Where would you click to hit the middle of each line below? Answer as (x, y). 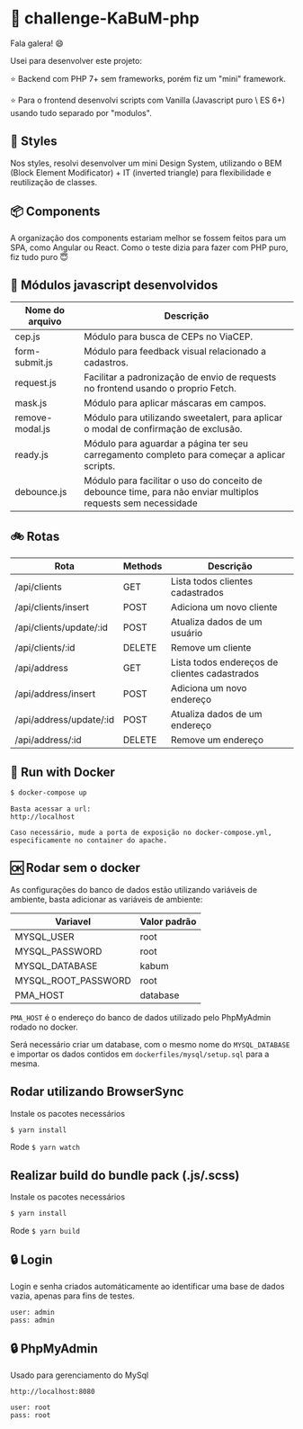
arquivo (45, 321)
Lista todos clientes (212, 581)
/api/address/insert (55, 694)
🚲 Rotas (35, 536)
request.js (36, 383)
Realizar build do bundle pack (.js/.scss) (125, 1175)
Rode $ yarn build (45, 1231)
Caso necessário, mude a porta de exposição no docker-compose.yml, (141, 832)
